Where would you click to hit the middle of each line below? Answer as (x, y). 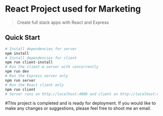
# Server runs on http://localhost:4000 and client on (62, 94)
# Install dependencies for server (41, 49)
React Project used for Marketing (73, 9)
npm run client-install (29, 62)
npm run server (20, 80)
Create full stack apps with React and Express (63, 22)
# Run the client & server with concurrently (52, 67)
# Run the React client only (34, 85)
